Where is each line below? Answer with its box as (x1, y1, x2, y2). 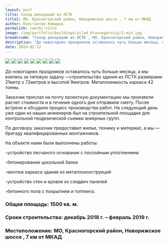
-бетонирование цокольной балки (5, 159, 78, 165)
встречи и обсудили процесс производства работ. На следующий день (5, 104, 158, 110)
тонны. (5, 84, 20, 90)
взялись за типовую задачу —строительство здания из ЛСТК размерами (5, 73, 162, 80)
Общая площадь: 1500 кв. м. (5, 201, 78, 208)
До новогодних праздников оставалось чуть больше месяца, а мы (5, 68, 148, 74)
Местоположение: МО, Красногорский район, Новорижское (5, 228, 161, 235)
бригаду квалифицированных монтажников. (5, 130, 100, 136)
